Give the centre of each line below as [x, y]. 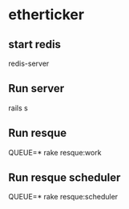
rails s [18, 108]
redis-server [29, 63]
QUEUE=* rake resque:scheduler [63, 197]
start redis [35, 44]
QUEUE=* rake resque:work [55, 152]
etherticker [46, 15]
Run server [36, 88]
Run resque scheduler [64, 178]
